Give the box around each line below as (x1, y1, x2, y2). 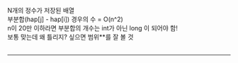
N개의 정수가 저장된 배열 (7, 6, 75, 14)
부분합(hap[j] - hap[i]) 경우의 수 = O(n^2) (7, 15, 124, 23)
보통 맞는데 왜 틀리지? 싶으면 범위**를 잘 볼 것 (7, 33, 134, 41)
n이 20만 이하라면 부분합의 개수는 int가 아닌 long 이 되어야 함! (7, 24, 178, 32)
